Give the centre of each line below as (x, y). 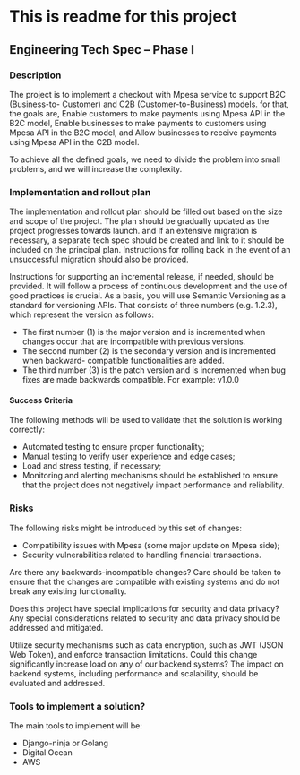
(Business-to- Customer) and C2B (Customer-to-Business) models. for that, (149, 104)
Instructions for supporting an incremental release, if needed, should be (142, 277)
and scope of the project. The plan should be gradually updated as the (139, 221)
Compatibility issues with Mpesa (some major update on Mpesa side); (151, 545)
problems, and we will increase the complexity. (96, 168)
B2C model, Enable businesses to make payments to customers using (138, 123)
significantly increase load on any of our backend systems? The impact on (146, 664)
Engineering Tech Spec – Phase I (102, 50)
